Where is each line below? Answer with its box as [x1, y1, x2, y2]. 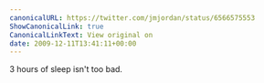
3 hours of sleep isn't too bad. [9, 64, 123, 75]
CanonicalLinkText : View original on [9, 30, 153, 39]
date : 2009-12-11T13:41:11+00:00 [9, 38, 137, 48]
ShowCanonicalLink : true [9, 22, 104, 31]
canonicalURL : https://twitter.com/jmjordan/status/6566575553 [9, 13, 256, 23]
